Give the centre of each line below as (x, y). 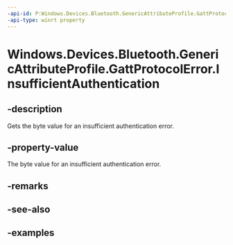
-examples (31, 233)
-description (35, 109)
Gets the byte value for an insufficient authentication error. (91, 126)
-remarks (28, 186)
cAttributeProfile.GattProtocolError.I (113, 69)
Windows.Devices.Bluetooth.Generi (113, 54)
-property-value (43, 147)
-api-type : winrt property (46, 20)
